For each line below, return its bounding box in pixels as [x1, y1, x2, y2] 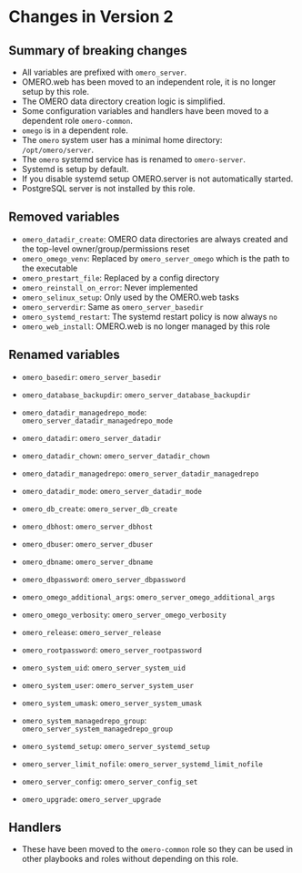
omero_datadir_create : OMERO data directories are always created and [21, 233, 288, 244]
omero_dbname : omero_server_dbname [21, 556, 154, 567]
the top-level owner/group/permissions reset [21, 243, 190, 254]
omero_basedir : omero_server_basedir [21, 371, 162, 382]
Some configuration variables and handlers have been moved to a [21, 106, 269, 116]
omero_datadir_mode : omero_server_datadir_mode [21, 485, 202, 496]
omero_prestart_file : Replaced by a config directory [21, 272, 220, 283]
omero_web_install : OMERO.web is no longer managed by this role [21, 321, 270, 332]
